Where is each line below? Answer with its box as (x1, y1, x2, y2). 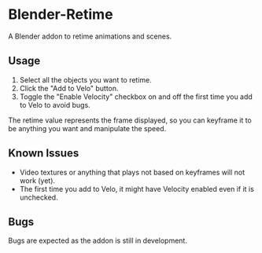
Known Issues (8, 147, 79, 160)
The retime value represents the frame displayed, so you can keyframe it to (8, 115, 252, 125)
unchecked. (19, 192, 58, 202)
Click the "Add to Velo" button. (19, 83, 120, 93)
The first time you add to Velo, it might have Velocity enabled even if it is (19, 184, 254, 193)
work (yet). (19, 175, 56, 185)
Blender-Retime (8, 5, 113, 24)
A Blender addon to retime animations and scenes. (8, 31, 172, 41)
